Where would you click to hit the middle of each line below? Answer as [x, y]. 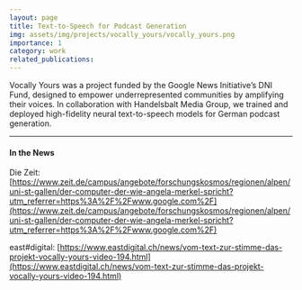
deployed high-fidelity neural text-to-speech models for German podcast [145, 114]
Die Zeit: [25, 173]
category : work [38, 51]
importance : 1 [36, 43]
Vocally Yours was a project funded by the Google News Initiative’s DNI [141, 85]
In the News [32, 152]
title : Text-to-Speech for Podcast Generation [98, 26]
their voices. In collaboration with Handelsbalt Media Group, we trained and [149, 104]
